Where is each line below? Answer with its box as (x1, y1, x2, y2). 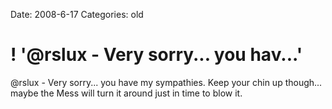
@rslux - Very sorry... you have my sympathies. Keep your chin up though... (10, 76, 323, 88)
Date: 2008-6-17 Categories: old (10, 9, 144, 20)
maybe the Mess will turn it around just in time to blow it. (10, 87, 243, 99)
